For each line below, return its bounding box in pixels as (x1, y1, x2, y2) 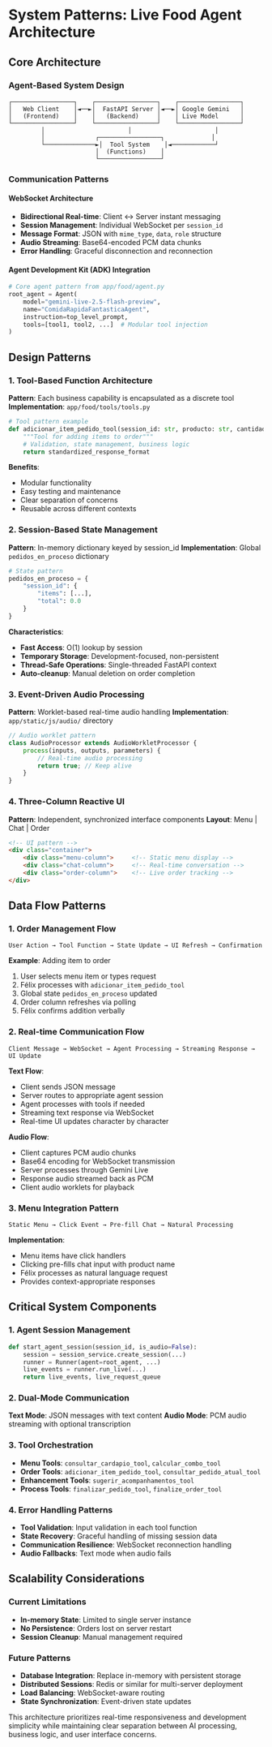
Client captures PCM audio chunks (19, 1147, 136, 1157)
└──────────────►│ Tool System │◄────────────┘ (40, 140, 219, 148)
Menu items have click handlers (19, 1251, 126, 1261)
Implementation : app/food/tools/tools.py (8, 402, 151, 411)
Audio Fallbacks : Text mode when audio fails (19, 1548, 172, 1559)
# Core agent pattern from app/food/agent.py (8, 282, 164, 291)
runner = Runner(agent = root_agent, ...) (23, 1358, 161, 1366)
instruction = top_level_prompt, (23, 312, 129, 321)
